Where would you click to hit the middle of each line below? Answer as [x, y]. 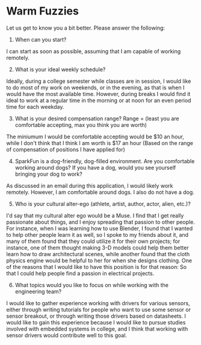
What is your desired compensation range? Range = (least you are [97, 118]
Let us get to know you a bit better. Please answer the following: [86, 28]
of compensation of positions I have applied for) [66, 149]
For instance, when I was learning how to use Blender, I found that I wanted [100, 228]
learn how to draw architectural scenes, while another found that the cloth [98, 254]
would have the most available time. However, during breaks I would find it [98, 94]
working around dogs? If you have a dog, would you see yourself [95, 167]
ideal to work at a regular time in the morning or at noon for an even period [99, 100]
